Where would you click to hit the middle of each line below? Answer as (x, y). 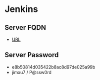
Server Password (32, 55)
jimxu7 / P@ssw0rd (31, 72)
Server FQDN (25, 28)
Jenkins (21, 9)
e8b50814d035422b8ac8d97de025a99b (53, 67)
